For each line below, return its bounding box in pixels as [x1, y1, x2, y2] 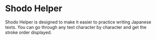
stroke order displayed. [5, 29, 52, 35]
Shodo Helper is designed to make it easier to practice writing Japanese [5, 19, 152, 25]
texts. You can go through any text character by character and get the [5, 24, 147, 30]
